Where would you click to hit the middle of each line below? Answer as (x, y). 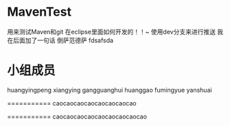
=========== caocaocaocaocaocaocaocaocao (77, 116)
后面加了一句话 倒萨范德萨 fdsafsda (63, 40)
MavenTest (39, 12)
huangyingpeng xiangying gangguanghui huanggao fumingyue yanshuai (110, 90)
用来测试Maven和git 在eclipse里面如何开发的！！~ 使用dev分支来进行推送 (112, 32)
